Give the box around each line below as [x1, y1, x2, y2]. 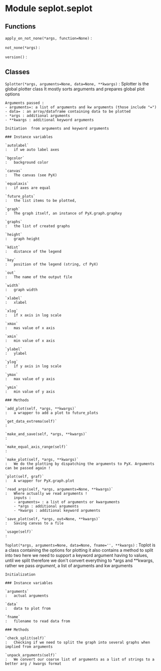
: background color [5, 160, 49, 165]
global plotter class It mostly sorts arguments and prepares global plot [5, 86, 145, 92]
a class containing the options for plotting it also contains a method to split [5, 547, 153, 553]
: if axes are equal [5, 185, 51, 190]
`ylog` [5, 360, 18, 364]
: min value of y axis [5, 389, 55, 394]
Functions [5, 22, 36, 31]
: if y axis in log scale [5, 363, 62, 369]
